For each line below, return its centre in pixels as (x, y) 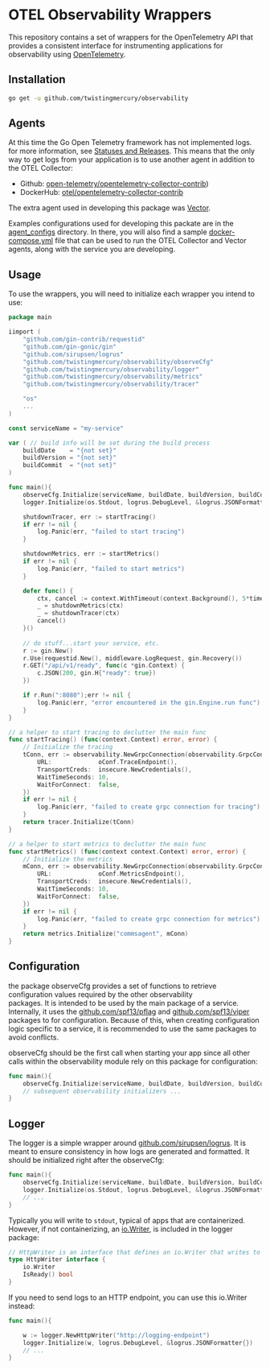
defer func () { (48, 591)
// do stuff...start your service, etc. (91, 643)
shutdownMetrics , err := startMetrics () (91, 554)
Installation (37, 79)
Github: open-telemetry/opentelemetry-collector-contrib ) (114, 184)
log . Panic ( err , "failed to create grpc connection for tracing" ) (149, 807)
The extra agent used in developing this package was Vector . (110, 208)
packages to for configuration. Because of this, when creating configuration (134, 1020)
